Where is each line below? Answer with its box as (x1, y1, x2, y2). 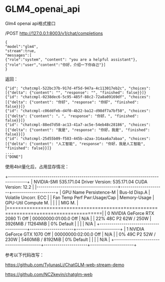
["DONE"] (5, 154, 23, 159)
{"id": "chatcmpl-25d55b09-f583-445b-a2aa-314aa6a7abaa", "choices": (5, 136, 151, 141)
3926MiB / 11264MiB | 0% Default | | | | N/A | (5, 221, 96, 227)
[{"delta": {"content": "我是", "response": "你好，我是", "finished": (5, 127, 150, 132)
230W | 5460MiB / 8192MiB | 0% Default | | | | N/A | (5, 236, 110, 242)
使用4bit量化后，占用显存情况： (5, 163, 69, 169)
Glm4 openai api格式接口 (5, 20, 56, 26)
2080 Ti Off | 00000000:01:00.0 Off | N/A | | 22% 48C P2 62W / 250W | (5, 215, 152, 221)
